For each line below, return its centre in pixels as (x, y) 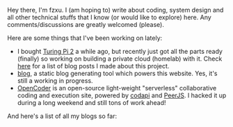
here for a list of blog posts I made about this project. (93, 66)
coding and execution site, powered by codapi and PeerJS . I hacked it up (122, 95)
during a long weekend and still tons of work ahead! (91, 102)
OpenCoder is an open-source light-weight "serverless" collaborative (117, 88)
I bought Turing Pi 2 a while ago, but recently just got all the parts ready (120, 51)
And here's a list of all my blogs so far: (62, 116)
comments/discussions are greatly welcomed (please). (86, 25)
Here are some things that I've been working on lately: (85, 38)
